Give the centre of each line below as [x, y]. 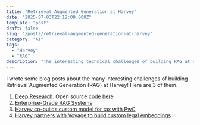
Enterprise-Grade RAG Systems [54, 102]
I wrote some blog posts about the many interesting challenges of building [97, 79]
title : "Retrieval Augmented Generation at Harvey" [71, 12]
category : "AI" [25, 39]
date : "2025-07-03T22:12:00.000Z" [49, 17]
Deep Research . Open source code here [64, 96]
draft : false [22, 28]
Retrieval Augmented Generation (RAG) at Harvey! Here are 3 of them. [92, 85]
